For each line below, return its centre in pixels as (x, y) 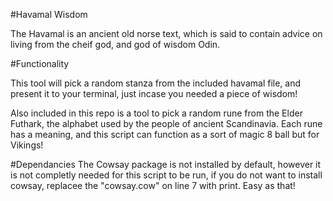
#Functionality (40, 63)
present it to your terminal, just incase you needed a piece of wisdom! (154, 93)
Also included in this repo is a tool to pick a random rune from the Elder (156, 113)
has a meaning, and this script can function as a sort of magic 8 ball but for (165, 134)
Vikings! (27, 145)
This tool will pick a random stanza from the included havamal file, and (156, 83)
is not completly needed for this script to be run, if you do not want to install (166, 175)
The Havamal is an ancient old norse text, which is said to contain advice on (166, 33)
